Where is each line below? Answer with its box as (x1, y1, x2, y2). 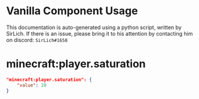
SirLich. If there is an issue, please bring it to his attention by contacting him (6, 30, 193, 37)
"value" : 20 (17, 82, 47, 88)
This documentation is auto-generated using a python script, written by (6, 24, 182, 31)
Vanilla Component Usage (6, 4, 139, 18)
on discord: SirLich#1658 (6, 36, 68, 43)
